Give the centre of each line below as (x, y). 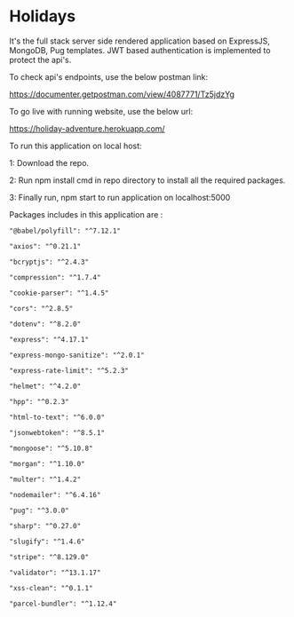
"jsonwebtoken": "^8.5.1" (57, 432)
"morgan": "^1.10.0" (48, 463)
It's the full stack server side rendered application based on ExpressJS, (140, 41)
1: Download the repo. (49, 162)
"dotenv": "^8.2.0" (45, 324)
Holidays (43, 16)
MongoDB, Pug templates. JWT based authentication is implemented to (140, 50)
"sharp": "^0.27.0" (45, 526)
